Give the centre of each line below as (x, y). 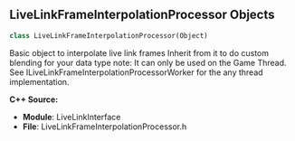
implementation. (39, 81)
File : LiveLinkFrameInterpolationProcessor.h (105, 127)
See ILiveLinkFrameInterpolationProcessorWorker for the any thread (137, 72)
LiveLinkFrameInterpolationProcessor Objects (142, 15)
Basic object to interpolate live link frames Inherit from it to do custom (139, 52)
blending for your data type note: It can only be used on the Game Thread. (148, 62)
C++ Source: (34, 99)
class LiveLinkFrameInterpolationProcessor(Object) (109, 35)
